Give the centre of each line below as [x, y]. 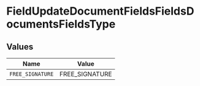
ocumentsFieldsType [61, 24]
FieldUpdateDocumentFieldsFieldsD [100, 11]
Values [20, 47]
